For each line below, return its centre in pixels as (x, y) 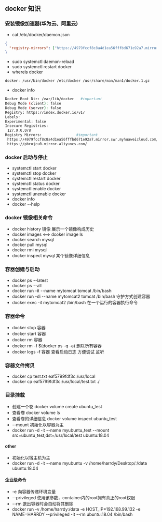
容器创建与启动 (22, 269)
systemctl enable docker (36, 189)
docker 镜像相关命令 (29, 218)
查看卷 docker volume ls (36, 413)
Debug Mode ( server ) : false (33, 108)
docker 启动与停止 (27, 157)
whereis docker (27, 72)
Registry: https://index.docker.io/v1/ (45, 112)
